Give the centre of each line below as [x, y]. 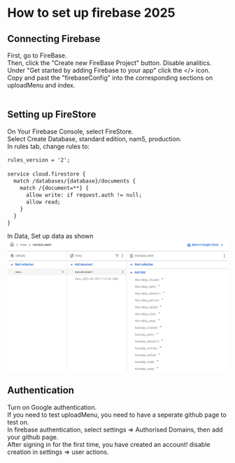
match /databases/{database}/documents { [75, 181]
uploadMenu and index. [41, 85]
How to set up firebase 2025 [91, 13]
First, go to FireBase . [37, 55]
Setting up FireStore [52, 114]
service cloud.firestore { [47, 174]
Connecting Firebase [54, 39]
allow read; [43, 202]
